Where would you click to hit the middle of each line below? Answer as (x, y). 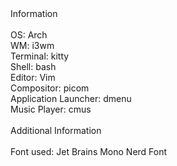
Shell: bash (33, 66)
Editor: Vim (33, 77)
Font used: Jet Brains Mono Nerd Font (89, 151)
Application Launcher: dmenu (71, 98)
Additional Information (56, 130)
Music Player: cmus (51, 109)
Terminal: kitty (40, 56)
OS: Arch (29, 35)
